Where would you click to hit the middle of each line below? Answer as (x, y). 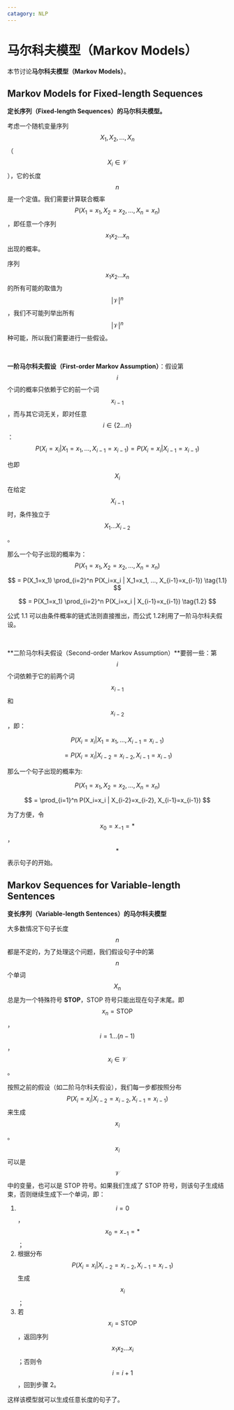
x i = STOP (123, 1324)
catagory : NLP (28, 14)
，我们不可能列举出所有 (41, 313)
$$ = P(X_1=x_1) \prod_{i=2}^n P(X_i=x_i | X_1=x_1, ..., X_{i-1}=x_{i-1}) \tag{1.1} (117, 580)
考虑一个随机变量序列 (38, 126)
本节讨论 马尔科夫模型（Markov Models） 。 (69, 71)
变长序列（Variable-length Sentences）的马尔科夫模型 (87, 914)
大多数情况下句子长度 (38, 929)
